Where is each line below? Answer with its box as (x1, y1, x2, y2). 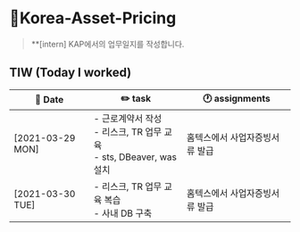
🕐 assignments (202, 92, 271, 104)
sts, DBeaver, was (101, 151, 177, 163)
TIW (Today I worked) (9, 65, 132, 80)
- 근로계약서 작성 (93, 112, 162, 124)
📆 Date (35, 94, 64, 106)
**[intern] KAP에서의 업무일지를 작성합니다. (30, 38, 185, 49)
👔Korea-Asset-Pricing (9, 8, 177, 29)
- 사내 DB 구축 (93, 207, 153, 220)
